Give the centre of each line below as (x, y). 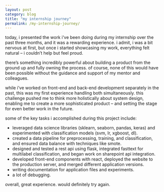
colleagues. (17, 78)
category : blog (21, 14)
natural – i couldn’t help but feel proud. (44, 53)
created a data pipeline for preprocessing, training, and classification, (82, 138)
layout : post (18, 10)
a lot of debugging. (31, 175)
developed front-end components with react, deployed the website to (82, 159)
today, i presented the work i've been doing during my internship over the (79, 37)
